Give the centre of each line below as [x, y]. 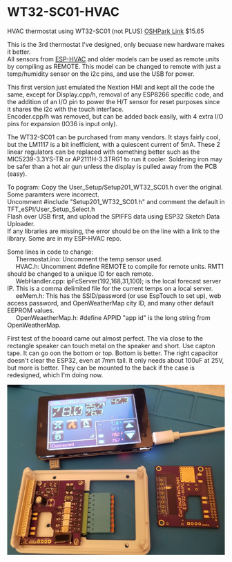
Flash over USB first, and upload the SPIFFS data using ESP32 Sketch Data [114, 216]
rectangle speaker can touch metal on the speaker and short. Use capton [111, 345]
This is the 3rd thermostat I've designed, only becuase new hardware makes [116, 44]
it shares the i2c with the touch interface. [66, 109]
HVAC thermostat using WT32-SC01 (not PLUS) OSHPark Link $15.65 [106, 31]
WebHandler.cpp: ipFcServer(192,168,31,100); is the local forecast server [118, 281]
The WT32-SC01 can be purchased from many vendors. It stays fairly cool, [114, 137]
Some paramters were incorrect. [53, 194]
